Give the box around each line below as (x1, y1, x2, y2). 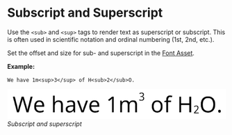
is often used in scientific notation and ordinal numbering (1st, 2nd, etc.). (7, 35, 215, 43)
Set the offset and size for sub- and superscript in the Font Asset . (7, 49, 194, 57)
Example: (7, 62, 35, 70)
